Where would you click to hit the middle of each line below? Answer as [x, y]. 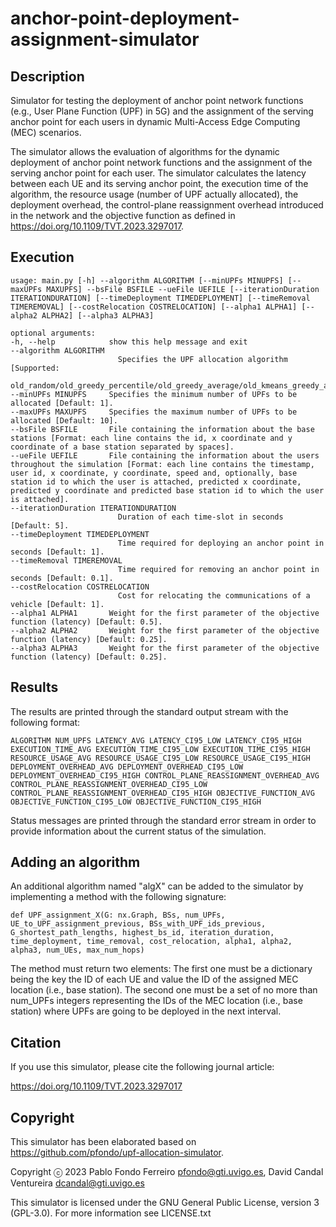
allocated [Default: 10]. [64, 420]
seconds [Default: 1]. [57, 552]
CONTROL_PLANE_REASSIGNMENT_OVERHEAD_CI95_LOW [109, 784]
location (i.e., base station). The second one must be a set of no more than [164, 990]
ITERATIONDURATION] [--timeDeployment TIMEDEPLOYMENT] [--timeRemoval [160, 298]
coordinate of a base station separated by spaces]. [122, 447]
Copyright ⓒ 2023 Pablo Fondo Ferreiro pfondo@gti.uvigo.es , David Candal [167, 1172]
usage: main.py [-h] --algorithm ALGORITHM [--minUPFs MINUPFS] [147, 280]
